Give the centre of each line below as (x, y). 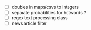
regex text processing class (39, 18)
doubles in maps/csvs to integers (45, 7)
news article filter (29, 23)
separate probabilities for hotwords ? (49, 13)
